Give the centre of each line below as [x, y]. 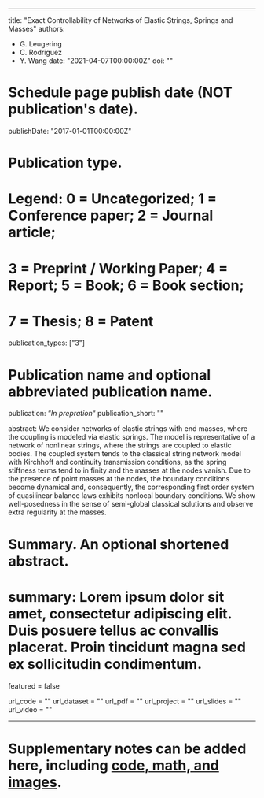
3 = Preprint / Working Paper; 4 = [118, 268]
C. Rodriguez [41, 52]
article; [32, 232]
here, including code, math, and [114, 765]
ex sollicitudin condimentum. [105, 664]
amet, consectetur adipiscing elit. [120, 613]
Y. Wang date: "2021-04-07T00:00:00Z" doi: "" [96, 61]
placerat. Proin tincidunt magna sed [127, 647]
